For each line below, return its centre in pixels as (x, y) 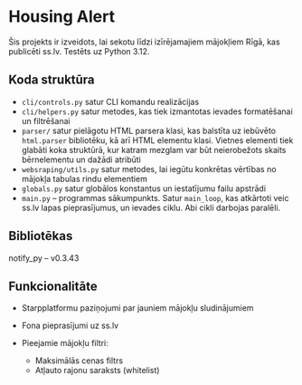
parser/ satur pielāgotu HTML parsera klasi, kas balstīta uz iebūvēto (149, 130)
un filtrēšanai (46, 120)
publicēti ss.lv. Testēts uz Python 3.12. (79, 51)
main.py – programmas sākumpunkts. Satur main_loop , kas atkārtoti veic (155, 197)
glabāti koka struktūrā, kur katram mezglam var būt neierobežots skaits (154, 149)
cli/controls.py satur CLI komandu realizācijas (110, 101)
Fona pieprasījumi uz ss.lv (70, 326)
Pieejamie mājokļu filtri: (65, 343)
